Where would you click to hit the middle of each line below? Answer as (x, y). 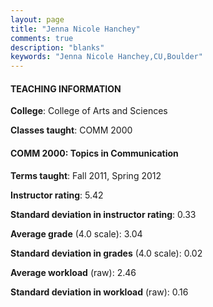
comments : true (42, 38)
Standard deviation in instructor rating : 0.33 (103, 214)
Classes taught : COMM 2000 (71, 130)
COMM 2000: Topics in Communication (94, 153)
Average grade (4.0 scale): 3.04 (76, 233)
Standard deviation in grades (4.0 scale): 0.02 (106, 253)
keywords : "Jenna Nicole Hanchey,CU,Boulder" (106, 57)
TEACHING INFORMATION (66, 88)
